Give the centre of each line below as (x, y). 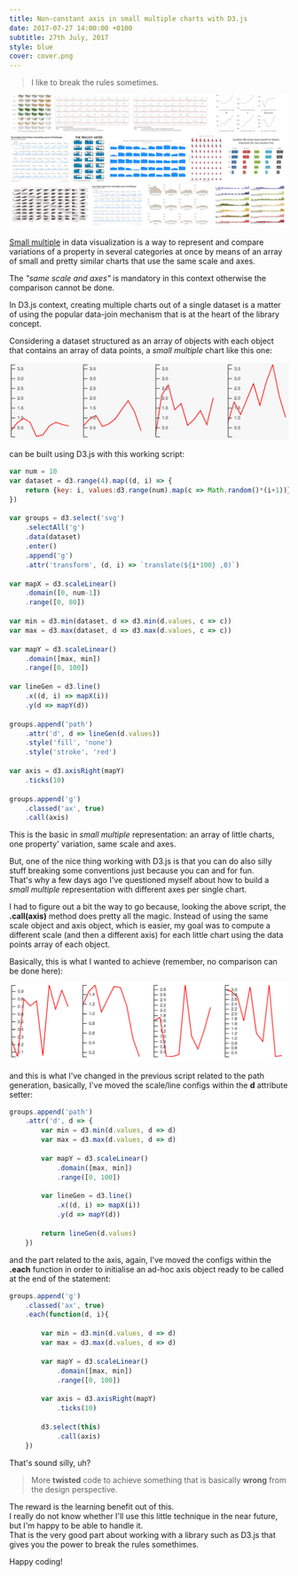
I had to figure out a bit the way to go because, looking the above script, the (148, 907)
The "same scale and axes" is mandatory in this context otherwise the (138, 278)
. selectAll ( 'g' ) (55, 528)
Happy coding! (36, 1561)
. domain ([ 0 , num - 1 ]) (63, 593)
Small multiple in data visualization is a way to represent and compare (137, 242)
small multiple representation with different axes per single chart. (128, 890)
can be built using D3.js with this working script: (97, 454)
